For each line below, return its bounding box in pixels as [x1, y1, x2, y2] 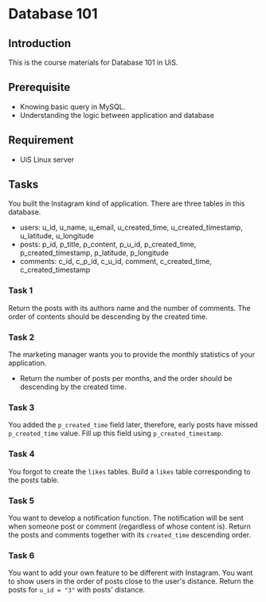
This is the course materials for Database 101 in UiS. [8, 57, 178, 67]
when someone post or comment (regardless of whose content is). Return [8, 521, 251, 531]
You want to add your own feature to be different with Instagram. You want [8, 568, 253, 578]
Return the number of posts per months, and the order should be [19, 374, 233, 384]
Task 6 [8, 549, 35, 561]
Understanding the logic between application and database [19, 110, 215, 120]
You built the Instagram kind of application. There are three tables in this [8, 199, 245, 208]
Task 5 [8, 495, 34, 506]
